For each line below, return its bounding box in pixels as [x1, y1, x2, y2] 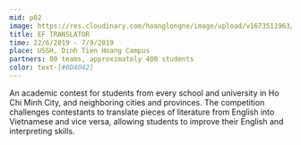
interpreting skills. [9, 125, 75, 136]
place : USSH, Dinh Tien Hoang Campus [9, 47, 150, 55]
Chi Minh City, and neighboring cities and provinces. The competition [9, 97, 265, 107]
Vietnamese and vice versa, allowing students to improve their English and [9, 115, 284, 126]
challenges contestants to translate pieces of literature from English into [9, 107, 275, 117]
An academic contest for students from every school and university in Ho [9, 87, 279, 98]
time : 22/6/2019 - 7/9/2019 [9, 38, 115, 47]
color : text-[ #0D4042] [9, 64, 94, 72]
